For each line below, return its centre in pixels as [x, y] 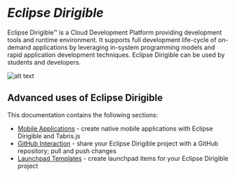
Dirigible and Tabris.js [49, 136]
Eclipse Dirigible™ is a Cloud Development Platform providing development [115, 32]
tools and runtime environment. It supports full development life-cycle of [112, 39]
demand [19, 47]
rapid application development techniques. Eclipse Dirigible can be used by [116, 55]
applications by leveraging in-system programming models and [124, 47]
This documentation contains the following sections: [83, 114]
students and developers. [44, 62]
